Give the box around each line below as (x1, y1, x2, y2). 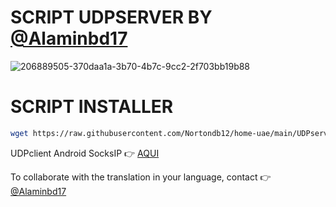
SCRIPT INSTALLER (10, 96, 174, 118)
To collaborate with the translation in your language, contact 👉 (10, 171, 272, 183)
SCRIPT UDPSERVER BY (10, 6, 213, 29)
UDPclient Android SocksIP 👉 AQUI (10, 147, 160, 159)
